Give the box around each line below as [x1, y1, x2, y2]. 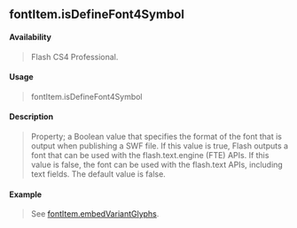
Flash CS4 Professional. [30, 51, 119, 62]
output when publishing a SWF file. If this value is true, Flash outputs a [30, 141, 289, 151]
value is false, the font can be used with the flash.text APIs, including [30, 159, 284, 170]
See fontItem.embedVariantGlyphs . [30, 209, 160, 219]
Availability [9, 31, 51, 42]
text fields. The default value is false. [30, 169, 166, 179]
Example [9, 189, 43, 200]
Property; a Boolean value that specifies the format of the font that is [30, 132, 282, 141]
